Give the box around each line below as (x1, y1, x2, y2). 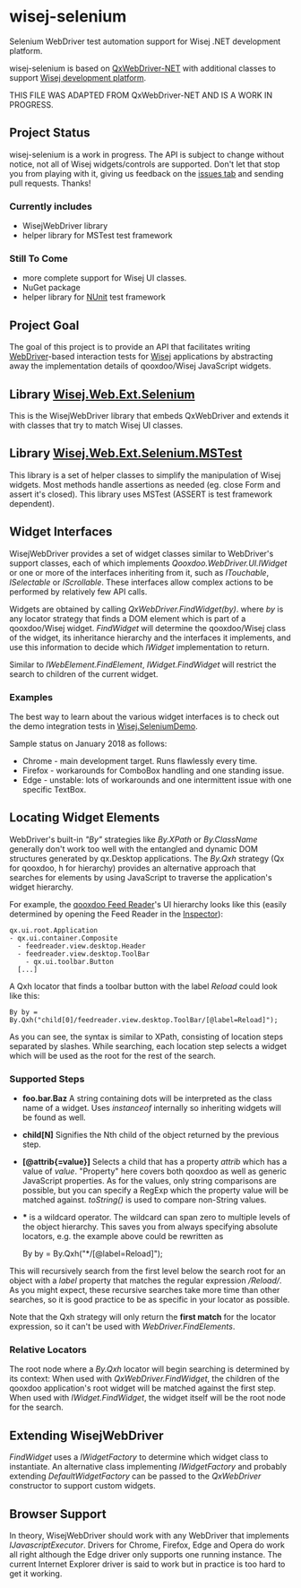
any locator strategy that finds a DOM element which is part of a (9, 612, 246, 624)
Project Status (9, 126, 91, 141)
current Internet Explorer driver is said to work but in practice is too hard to (9, 1558, 286, 1569)
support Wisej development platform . (9, 72, 147, 82)
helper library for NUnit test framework (21, 291, 166, 302)
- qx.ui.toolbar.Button (25, 957, 115, 966)
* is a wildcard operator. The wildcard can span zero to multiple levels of (21, 1212, 291, 1222)
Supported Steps (9, 1072, 85, 1085)
